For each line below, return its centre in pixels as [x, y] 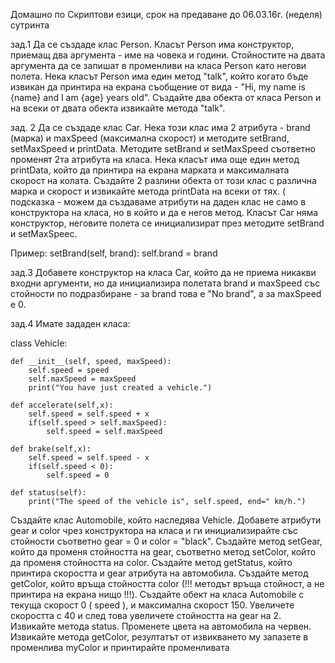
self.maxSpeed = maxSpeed [82, 379]
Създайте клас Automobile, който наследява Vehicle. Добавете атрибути [166, 520]
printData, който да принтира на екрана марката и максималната [150, 170]
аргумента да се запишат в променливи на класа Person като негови [158, 65]
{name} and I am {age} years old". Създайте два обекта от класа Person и [166, 97]
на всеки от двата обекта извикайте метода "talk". [118, 108]
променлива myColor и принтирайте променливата [120, 647]
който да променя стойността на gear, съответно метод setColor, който [163, 552]
